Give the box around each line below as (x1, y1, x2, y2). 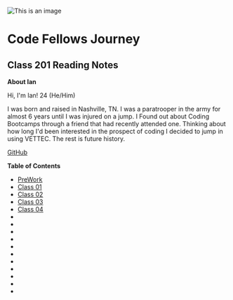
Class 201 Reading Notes (7, 59, 119, 71)
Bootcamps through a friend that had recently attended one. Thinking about (7, 120, 226, 128)
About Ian (7, 78, 36, 86)
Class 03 (17, 198, 44, 206)
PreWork (17, 175, 43, 184)
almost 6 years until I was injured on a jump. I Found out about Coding (7, 112, 210, 121)
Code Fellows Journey (7, 32, 140, 47)
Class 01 (17, 183, 42, 191)
